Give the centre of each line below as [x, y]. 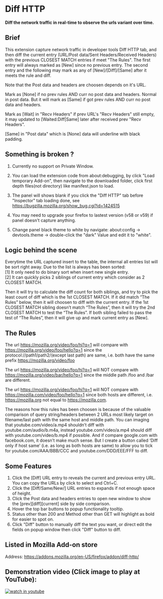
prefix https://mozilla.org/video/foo [40, 360]
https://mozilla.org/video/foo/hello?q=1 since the [54, 350]
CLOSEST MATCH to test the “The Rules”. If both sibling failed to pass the [78, 313]
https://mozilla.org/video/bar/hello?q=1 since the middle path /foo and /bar [80, 375]
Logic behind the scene [41, 250]
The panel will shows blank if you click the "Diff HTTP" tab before [78, 195]
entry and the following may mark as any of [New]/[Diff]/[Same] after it [76, 70]
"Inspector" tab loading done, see [46, 200]
